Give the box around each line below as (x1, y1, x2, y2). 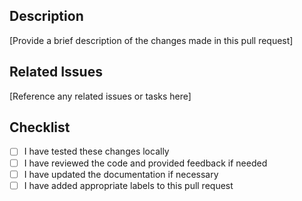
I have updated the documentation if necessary (23, 168, 219, 180)
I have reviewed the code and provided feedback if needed (23, 157, 268, 169)
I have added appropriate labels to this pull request (23, 179, 234, 191)
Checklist (9, 119, 71, 136)
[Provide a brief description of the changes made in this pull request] (9, 34, 294, 46)
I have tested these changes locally (23, 145, 170, 158)
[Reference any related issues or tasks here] (9, 90, 192, 102)
